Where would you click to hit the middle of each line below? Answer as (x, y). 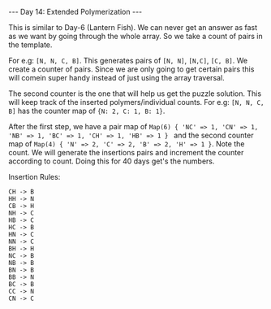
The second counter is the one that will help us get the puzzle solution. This (135, 94)
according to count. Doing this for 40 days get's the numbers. (112, 161)
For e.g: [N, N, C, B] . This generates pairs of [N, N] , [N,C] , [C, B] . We (128, 61)
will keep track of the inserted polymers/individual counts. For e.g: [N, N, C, (136, 102)
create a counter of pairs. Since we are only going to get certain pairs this (131, 69)
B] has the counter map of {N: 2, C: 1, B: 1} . (87, 111)
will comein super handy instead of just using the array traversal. (116, 78)
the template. (30, 45)
